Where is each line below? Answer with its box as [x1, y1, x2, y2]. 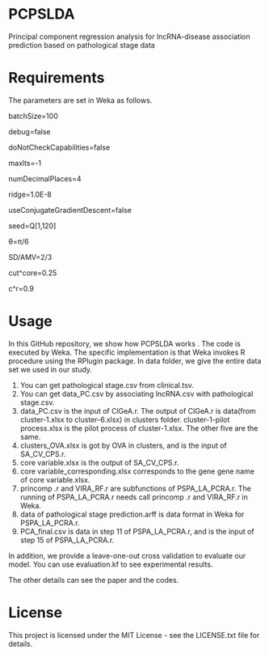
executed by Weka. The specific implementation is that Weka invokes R [8, 347, 246, 357]
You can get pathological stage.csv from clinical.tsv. [19, 380, 194, 389]
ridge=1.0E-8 [8, 189, 53, 199]
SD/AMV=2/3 [8, 252, 53, 262]
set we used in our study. [8, 364, 93, 374]
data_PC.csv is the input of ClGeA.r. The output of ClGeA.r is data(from [19, 406, 256, 415]
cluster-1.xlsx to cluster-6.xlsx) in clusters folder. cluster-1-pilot [19, 415, 230, 424]
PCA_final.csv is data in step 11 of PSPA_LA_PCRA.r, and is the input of [19, 526, 254, 536]
